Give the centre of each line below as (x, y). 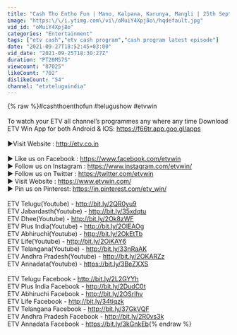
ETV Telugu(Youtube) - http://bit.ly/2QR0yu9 (72, 204)
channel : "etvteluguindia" (47, 86)
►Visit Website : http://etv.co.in (53, 144)
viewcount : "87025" (36, 66)
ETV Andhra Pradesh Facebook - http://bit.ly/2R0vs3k (86, 317)
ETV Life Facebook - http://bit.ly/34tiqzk (66, 302)
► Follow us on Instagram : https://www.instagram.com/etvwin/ (100, 166)
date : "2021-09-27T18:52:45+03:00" (60, 47)
